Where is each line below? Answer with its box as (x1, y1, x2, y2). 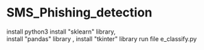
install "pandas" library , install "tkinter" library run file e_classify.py (6, 34, 197, 42)
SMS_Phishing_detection (6, 5, 152, 21)
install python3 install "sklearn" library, (6, 27, 116, 36)
